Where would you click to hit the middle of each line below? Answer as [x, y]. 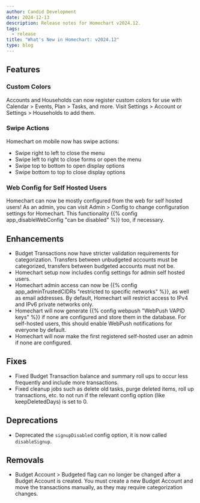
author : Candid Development [41, 12]
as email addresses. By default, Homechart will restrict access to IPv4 [101, 297]
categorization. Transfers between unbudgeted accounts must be [96, 260]
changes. [26, 494]
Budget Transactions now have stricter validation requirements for [97, 253]
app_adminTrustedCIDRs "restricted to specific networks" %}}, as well [102, 291]
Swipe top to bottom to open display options [70, 165]
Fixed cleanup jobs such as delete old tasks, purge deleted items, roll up [104, 389]
